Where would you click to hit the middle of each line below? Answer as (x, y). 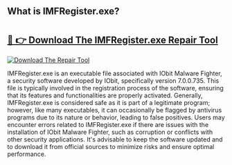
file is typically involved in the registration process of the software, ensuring (115, 88)
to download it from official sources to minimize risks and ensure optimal (111, 147)
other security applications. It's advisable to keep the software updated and (115, 139)
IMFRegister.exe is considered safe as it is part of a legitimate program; (109, 103)
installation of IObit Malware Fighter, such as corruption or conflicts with (110, 132)
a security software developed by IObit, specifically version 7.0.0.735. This (113, 81)
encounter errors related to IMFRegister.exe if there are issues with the (108, 125)
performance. (27, 154)
